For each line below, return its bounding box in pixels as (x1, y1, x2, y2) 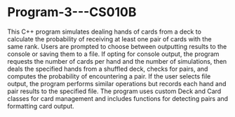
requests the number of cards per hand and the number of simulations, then (7, 57, 227, 65)
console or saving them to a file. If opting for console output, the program (7, 50, 220, 58)
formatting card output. (7, 102, 75, 110)
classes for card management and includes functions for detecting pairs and (7, 94, 229, 102)
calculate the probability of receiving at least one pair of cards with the (7, 34, 212, 43)
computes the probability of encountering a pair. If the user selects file (7, 71, 211, 81)
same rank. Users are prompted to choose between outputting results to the (7, 42, 227, 50)
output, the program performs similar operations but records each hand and (7, 79, 227, 88)
